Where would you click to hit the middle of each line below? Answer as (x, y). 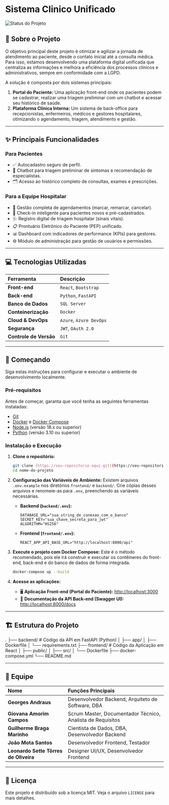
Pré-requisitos (23, 390)
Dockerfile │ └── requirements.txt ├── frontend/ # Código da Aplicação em (84, 645)
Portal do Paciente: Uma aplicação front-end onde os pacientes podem (87, 92)
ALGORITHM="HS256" (39, 524)
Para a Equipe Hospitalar (36, 197)
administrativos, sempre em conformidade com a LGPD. (63, 73)
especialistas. (27, 176)
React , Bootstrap (79, 287)
